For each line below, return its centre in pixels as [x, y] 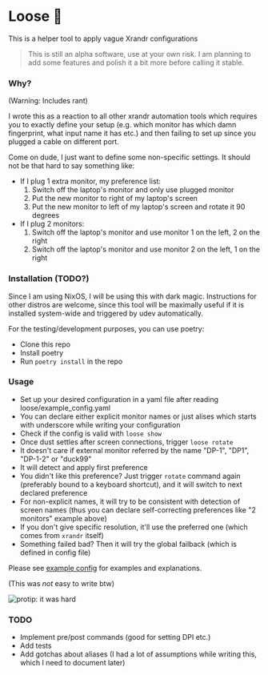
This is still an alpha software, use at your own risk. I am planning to [139, 54]
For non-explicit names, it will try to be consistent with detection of [130, 501]
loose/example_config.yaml [65, 408]
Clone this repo [45, 344]
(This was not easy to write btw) [61, 583]
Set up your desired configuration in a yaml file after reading [119, 399]
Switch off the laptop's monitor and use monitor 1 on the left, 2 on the [146, 232]
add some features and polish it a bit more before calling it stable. [136, 62]
